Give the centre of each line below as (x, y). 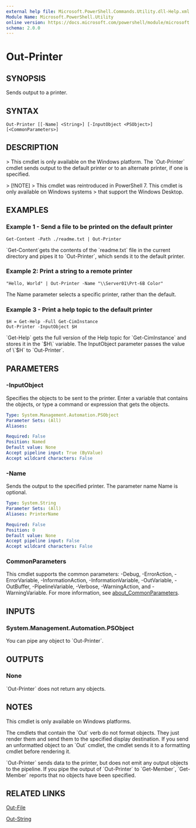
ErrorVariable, (23, 581)
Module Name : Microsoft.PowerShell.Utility (60, 17)
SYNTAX (23, 111)
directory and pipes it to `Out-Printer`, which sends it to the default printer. (96, 256)
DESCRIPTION (32, 147)
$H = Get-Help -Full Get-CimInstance (52, 322)
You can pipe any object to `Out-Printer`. (55, 641)
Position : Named (26, 442)
